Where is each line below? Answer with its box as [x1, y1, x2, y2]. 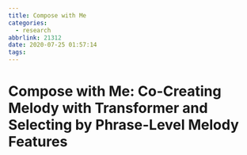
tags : [8, 48, 26, 56]
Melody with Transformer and [8, 100, 208, 117]
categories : [8, 19, 47, 27]
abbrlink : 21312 [8, 33, 62, 42]
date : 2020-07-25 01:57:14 [8, 41, 97, 49]
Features [8, 133, 68, 151]
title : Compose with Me [8, 11, 87, 20]
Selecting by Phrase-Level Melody [8, 116, 239, 134]
